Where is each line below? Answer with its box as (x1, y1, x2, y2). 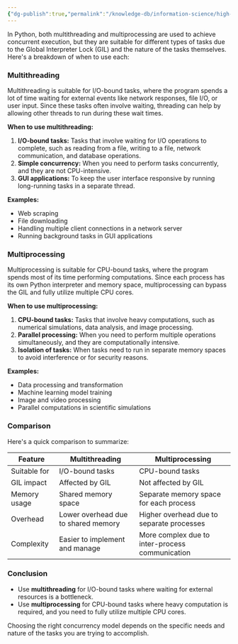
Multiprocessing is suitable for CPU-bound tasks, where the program (7, 265, 209, 274)
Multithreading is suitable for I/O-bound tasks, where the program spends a (7, 86, 228, 94)
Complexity (11, 538, 50, 548)
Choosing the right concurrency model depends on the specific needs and (7, 621, 225, 630)
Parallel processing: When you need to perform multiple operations (17, 331, 216, 339)
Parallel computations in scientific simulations (17, 404, 151, 412)
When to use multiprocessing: (7, 302, 98, 311)
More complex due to (139, 530, 210, 540)
